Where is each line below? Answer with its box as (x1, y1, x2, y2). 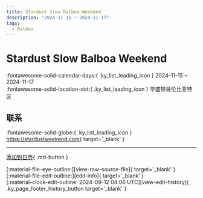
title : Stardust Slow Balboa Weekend (6, 8, 101, 15)
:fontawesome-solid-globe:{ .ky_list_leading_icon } (6, 129, 132, 136)
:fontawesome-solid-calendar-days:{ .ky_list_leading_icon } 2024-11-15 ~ (6, 72, 188, 79)
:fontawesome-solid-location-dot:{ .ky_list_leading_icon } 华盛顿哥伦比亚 (6, 85, 187, 93)
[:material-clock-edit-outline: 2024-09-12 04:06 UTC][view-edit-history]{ (6, 179, 189, 185)
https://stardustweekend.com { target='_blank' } (6, 136, 125, 142)
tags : (6, 20, 20, 26)
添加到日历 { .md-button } (6, 154, 68, 160)
